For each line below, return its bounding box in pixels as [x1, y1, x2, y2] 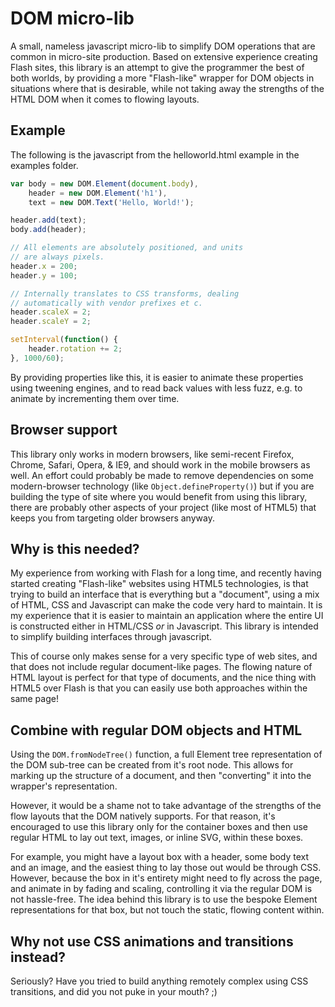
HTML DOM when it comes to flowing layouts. [10, 93, 200, 105]
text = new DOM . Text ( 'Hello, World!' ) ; [28, 197, 195, 207]
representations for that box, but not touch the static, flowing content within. [10, 904, 325, 916]
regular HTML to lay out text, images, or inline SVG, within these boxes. [10, 832, 304, 844]
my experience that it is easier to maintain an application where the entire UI [10, 610, 324, 622]
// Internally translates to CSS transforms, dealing [10, 288, 240, 299]
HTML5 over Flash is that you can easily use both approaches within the [10, 682, 308, 694]
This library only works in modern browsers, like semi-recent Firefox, [10, 448, 295, 460]
